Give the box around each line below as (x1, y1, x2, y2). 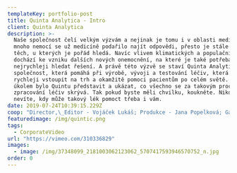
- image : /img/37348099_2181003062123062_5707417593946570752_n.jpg (13, 148, 219, 155)
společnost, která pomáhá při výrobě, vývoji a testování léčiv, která (13, 69, 229, 76)
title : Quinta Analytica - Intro (7, 17, 106, 24)
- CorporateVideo (13, 129, 65, 136)
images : (7, 142, 30, 149)
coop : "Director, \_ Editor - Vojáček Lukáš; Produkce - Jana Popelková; (7, 109, 222, 116)
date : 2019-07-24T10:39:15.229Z (7, 102, 102, 109)
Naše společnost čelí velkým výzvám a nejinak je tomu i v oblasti (13, 37, 217, 44)
